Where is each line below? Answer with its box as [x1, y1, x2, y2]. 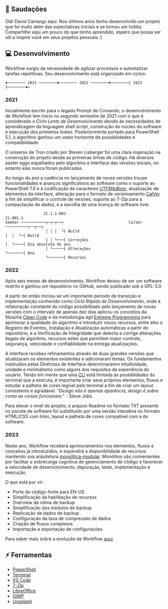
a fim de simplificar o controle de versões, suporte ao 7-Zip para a [5, 196, 142, 202]
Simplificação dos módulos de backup [12, 504, 92, 511]
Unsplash [12, 598, 33, 604]
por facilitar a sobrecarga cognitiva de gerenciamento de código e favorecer [5, 459, 163, 465]
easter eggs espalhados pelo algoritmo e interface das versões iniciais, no [5, 160, 159, 166]
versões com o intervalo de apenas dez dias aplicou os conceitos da [5, 309, 147, 315]
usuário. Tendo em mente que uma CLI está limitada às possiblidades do [5, 372, 155, 378]
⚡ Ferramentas [5, 550, 52, 559]
